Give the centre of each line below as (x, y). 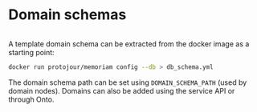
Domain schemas (67, 15)
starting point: (31, 52)
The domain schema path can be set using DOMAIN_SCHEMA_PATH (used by (128, 82)
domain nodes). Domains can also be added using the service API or (122, 90)
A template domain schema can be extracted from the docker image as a (129, 44)
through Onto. (31, 99)
